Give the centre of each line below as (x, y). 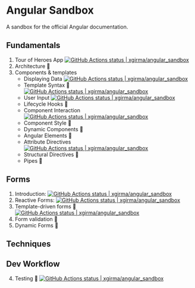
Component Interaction (52, 110)
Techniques (29, 244)
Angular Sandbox (50, 10)
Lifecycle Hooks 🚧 (46, 104)
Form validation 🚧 (36, 219)
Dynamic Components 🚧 (53, 129)
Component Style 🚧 (48, 123)
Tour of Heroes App (39, 59)
